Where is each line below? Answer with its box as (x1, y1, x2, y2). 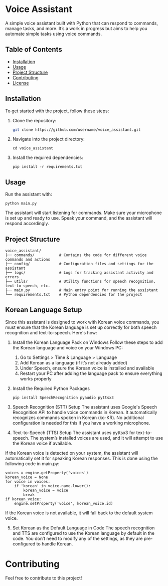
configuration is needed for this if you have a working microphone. (12, 420, 150, 426)
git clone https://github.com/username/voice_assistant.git (12, 127, 141, 132)
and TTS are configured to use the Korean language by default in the (12, 530, 155, 536)
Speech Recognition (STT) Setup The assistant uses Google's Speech (12, 404, 157, 410)
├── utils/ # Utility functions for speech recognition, (5, 279, 156, 284)
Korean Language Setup (5, 306, 82, 314)
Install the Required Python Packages (12, 385, 90, 392)
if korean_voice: (5, 496, 42, 502)
